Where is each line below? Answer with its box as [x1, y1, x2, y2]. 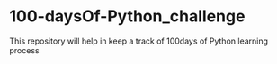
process [9, 44, 40, 55]
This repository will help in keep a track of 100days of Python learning [9, 36, 268, 46]
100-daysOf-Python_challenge [9, 6, 246, 27]
